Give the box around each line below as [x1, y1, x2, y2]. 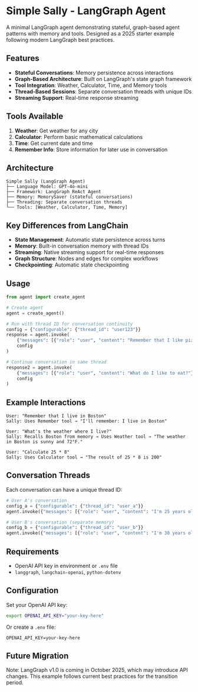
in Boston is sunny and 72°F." [6, 439, 83, 445]
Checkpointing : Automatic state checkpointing [14, 261, 129, 268]
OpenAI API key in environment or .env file [14, 562, 118, 569]
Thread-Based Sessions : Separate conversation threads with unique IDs [14, 87, 192, 95]
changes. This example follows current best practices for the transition [6, 672, 178, 680]
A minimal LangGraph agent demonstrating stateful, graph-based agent [6, 24, 180, 31]
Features [6, 53, 39, 63]
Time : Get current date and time [14, 139, 93, 147]
